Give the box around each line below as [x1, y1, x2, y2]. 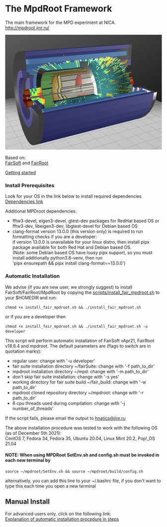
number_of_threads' [12, 405, 54, 411]
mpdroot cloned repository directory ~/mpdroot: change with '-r [12, 390, 144, 395]
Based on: [5, 154, 26, 160]
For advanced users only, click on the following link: [5, 511, 111, 517]
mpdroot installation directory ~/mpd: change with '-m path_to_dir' [12, 368, 149, 374]
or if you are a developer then [5, 313, 66, 319]
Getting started [5, 169, 36, 175]
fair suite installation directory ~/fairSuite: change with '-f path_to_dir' [12, 363, 155, 369]
